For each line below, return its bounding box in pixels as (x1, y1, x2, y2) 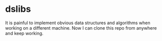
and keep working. (5, 30, 43, 36)
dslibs (5, 3, 31, 15)
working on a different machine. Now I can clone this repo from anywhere (5, 25, 157, 31)
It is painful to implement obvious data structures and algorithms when (5, 20, 151, 26)
